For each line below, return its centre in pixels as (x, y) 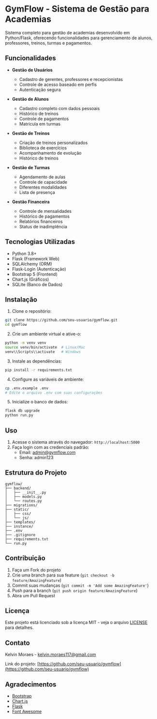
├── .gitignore (20, 535)
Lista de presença (37, 192)
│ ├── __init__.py (26, 492)
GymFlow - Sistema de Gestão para (77, 9)
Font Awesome (27, 711)
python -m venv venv (26, 343)
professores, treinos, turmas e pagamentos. (49, 43)
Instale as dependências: (37, 361)
